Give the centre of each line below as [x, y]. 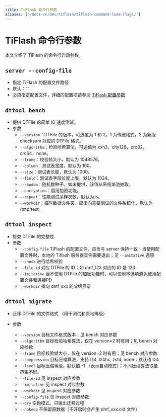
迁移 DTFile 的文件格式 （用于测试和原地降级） [60, 313]
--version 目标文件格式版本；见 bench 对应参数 [68, 334]
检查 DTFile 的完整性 [33, 236]
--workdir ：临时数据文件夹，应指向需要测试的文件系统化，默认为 [86, 203]
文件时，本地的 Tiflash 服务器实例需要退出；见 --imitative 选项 [89, 255]
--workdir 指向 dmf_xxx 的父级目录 [55, 286]
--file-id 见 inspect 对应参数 [50, 378]
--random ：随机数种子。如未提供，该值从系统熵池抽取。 [76, 184]
